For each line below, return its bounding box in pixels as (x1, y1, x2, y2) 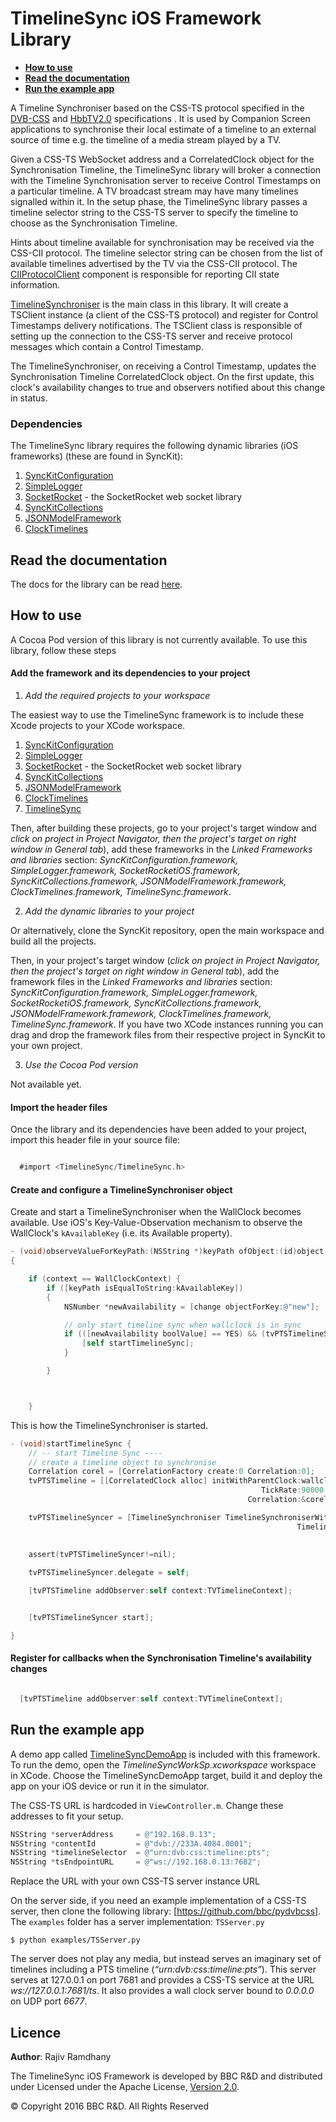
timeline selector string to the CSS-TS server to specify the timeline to (10, 206, 299, 218)
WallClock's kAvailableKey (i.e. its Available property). (10, 1227, 233, 1239)
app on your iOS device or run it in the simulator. (10, 1780, 210, 1792)
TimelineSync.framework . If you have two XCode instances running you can (10, 1018, 324, 1031)
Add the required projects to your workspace (24, 690, 211, 702)
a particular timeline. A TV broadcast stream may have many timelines (10, 185, 299, 197)
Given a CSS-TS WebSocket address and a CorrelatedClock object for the (10, 153, 315, 165)
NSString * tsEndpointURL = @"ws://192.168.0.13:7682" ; (10, 1857, 262, 1867)
